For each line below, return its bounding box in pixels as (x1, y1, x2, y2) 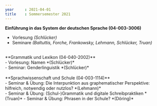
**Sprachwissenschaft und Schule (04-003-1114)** (5, 75, 110, 81)
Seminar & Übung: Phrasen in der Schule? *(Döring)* (26, 95, 134, 101)
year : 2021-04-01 (5, 7, 51, 12)
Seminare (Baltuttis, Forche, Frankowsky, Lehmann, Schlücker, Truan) (12, 39, 152, 45)
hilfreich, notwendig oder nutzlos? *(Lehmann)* (5, 85, 101, 91)
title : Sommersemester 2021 (5, 12, 70, 17)
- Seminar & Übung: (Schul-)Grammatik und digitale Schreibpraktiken (5, 90, 144, 96)
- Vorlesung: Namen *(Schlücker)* (5, 59, 75, 65)
